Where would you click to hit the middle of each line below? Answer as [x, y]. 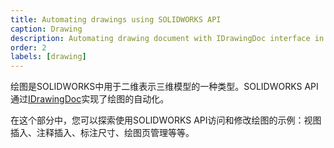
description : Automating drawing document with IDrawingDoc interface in [167, 38]
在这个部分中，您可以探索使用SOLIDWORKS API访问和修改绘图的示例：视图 [166, 120]
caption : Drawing [46, 29]
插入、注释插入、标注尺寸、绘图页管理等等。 [102, 133]
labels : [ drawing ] [48, 57]
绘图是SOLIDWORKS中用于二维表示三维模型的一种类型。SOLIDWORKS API [164, 87]
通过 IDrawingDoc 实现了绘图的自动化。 [90, 99]
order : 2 [28, 47]
